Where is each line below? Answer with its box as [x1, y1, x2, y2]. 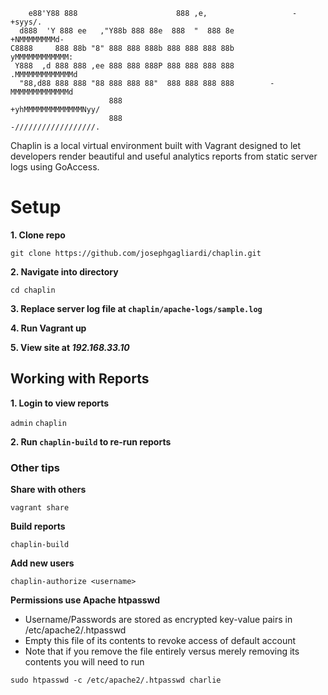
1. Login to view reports [10, 397, 110, 409]
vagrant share [10, 503, 70, 513]
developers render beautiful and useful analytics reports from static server [10, 150, 318, 162]
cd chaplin [10, 285, 56, 295]
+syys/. [10, 17, 43, 27]
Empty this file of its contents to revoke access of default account [24, 635, 297, 647]
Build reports [10, 520, 66, 533]
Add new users [10, 557, 75, 569]
